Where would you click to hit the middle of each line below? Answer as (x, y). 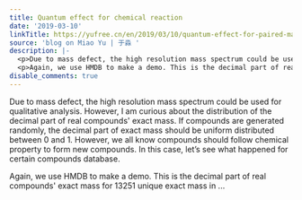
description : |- (40, 51)
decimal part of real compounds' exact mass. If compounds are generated (147, 120)
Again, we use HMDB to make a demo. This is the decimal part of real (138, 176)
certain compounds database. (65, 159)
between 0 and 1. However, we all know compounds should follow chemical (149, 139)
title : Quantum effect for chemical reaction (96, 17)
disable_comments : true (54, 76)
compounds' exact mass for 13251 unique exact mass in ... (117, 186)
